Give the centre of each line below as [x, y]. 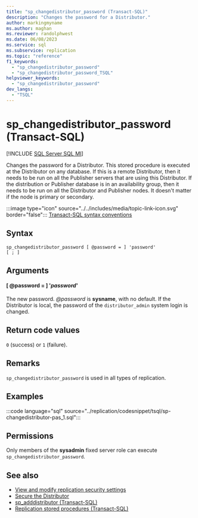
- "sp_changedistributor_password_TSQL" [62, 73]
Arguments [28, 270]
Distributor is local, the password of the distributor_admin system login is [97, 305]
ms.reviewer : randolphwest [40, 34]
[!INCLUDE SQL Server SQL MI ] [45, 153]
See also [22, 475]
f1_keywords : [22, 61]
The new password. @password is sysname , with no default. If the [89, 299]
